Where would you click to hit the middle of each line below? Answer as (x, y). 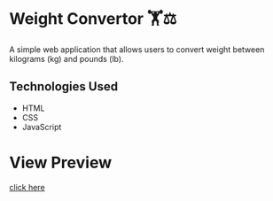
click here (27, 187)
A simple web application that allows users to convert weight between (137, 49)
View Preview (61, 162)
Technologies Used (63, 87)
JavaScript (42, 127)
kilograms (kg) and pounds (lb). (66, 58)
